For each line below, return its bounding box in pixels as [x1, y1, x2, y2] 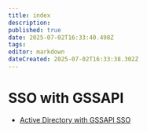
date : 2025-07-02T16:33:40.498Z [8, 33, 114, 42]
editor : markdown [8, 48, 65, 56]
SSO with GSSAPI [8, 90, 124, 107]
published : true [8, 26, 61, 34]
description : [8, 19, 51, 27]
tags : [8, 41, 26, 49]
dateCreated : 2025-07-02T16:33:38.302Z [8, 56, 139, 64]
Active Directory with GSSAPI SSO [19, 115, 131, 124]
